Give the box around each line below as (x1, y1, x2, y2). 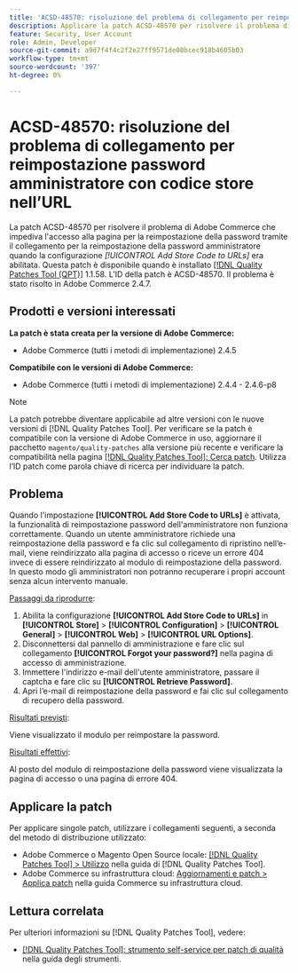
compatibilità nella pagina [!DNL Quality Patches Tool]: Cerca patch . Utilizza (9, 451, 286, 462)
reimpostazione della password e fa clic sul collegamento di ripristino (9, 538, 263, 549)
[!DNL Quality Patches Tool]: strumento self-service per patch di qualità (21, 944, 284, 954)
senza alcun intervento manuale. (9, 576, 129, 587)
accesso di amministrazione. (21, 658, 127, 668)
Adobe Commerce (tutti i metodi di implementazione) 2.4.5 (21, 344, 237, 355)
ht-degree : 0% (9, 71, 62, 80)
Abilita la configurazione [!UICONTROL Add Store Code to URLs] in (21, 610, 269, 621)
